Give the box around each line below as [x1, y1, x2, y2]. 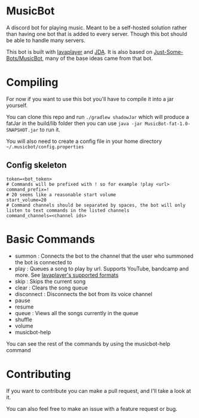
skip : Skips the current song [14, 277, 86, 285]
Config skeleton [6, 160, 67, 170]
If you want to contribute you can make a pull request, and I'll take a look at [6, 387, 191, 394]
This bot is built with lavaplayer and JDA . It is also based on [6, 48, 152, 55]
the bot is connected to [14, 258, 73, 266]
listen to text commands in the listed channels [6, 208, 130, 213]
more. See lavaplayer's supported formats [14, 271, 119, 279]
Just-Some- [153, 48, 183, 55]
